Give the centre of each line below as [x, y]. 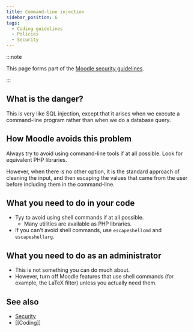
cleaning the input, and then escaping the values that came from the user [97, 177]
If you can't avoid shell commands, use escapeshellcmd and [88, 230]
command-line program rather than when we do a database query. [89, 120]
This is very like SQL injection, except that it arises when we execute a [93, 113]
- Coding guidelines [37, 29]
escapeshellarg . [35, 237]
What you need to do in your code [71, 203]
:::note [14, 57]
